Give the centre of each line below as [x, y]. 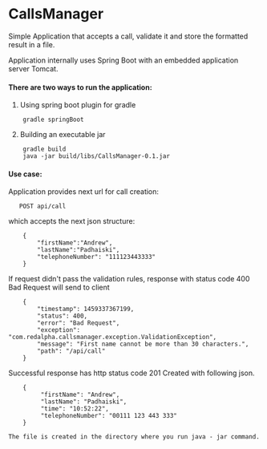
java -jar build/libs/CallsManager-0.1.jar [97, 156]
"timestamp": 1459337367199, [86, 309]
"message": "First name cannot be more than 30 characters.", [143, 344]
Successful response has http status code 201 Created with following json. [131, 373]
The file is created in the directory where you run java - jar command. [134, 437]
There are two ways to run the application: [80, 87]
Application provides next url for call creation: [83, 192]
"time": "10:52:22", [75, 409]
